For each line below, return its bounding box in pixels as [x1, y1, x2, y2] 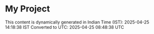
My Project [5, 3, 50, 14]
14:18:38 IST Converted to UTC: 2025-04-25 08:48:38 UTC [5, 24, 124, 30]
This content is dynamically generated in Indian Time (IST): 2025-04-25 [5, 19, 150, 25]
